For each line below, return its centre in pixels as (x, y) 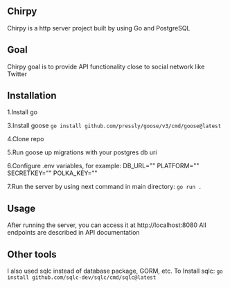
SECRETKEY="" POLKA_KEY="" (53, 173)
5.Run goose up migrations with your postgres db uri (82, 152)
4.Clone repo (26, 139)
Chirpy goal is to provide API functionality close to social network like (106, 66)
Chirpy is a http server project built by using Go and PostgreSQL (99, 28)
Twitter (17, 74)
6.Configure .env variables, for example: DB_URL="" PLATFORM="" (103, 166)
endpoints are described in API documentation (73, 233)
